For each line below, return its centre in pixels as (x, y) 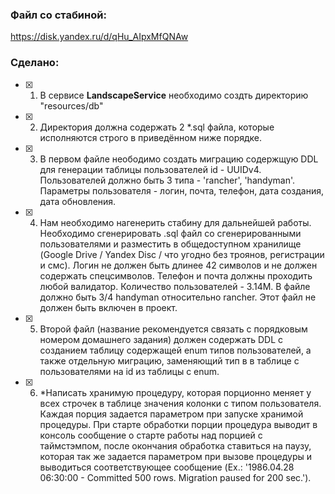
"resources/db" (71, 105)
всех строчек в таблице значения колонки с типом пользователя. (180, 403)
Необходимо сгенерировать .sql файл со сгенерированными (170, 233)
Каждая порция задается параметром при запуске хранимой (171, 414)
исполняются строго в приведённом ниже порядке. (151, 137)
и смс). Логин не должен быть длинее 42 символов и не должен (178, 265)
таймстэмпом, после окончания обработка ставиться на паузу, (175, 445)
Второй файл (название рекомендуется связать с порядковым (173, 329)
